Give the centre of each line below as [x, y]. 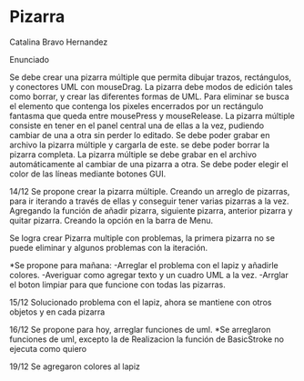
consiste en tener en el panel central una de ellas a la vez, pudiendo [137, 125]
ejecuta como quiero [48, 348]
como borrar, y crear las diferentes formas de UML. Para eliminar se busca [149, 96]
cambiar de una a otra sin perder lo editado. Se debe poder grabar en [140, 135]
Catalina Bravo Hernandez [59, 42]
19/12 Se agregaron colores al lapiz [75, 366]
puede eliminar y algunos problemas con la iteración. [109, 247]
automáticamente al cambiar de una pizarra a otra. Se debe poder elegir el [149, 164]
